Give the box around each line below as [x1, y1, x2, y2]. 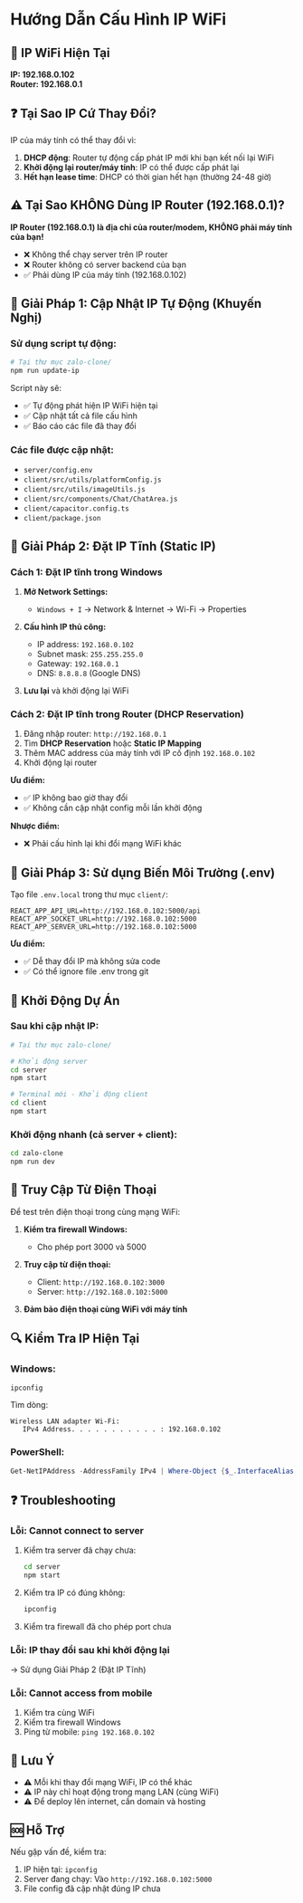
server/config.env [23, 466, 93, 475]
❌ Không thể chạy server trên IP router [23, 249, 168, 260]
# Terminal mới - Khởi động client [10, 1090, 148, 1099]
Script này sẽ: [10, 383, 62, 394]
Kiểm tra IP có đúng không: [23, 1587, 126, 1598]
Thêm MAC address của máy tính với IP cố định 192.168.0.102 [23, 748, 256, 759]
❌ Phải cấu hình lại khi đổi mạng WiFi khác [23, 838, 182, 849]
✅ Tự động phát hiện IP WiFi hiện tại [23, 400, 158, 411]
